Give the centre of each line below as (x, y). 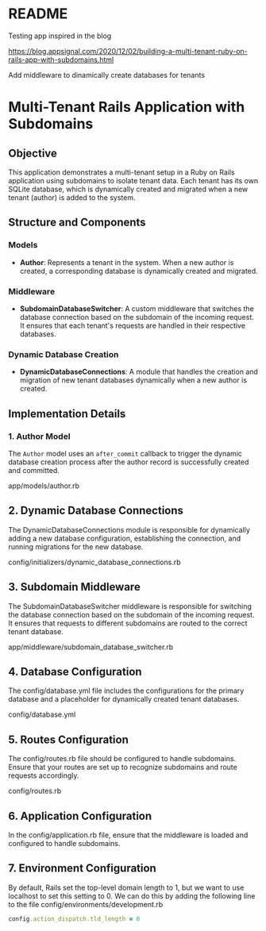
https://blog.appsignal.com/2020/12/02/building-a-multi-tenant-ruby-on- (128, 51)
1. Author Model (39, 436)
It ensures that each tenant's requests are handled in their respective (133, 325)
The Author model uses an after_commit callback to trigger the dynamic (125, 453)
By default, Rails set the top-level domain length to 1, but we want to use (126, 887)
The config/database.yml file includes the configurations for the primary (126, 691)
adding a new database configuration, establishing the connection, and (125, 538)
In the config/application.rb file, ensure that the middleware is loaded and (128, 835)
